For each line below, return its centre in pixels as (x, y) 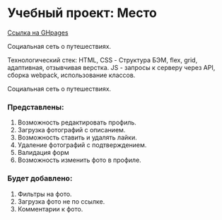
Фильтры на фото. (45, 194)
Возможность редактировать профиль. (77, 122)
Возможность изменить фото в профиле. (79, 160)
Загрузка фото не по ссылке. (61, 201)
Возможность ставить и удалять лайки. (77, 138)
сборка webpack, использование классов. (71, 75)
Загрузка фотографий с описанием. (71, 130)
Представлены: (36, 107)
